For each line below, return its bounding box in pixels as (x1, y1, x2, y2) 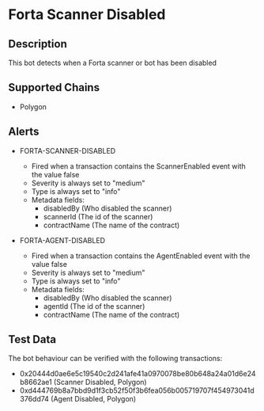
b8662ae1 (19, 378, 53, 387)
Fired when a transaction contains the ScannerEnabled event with (31, 161, 247, 171)
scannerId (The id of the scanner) (43, 211, 153, 221)
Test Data (8, 333, 57, 346)
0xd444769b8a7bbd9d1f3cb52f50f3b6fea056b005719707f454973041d (19, 386, 255, 395)
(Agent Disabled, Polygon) (51, 394, 137, 404)
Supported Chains (8, 81, 100, 94)
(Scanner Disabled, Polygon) (54, 378, 148, 387)
